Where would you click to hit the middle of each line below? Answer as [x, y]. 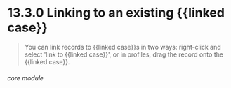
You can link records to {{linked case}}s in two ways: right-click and [123, 47]
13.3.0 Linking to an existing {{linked [116, 13]
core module [26, 78]
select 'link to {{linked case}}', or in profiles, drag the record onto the [124, 54]
